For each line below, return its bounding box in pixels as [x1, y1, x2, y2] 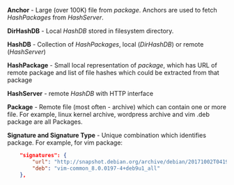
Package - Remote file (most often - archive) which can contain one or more [7, 103, 226, 111]
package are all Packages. [7, 118, 83, 126]
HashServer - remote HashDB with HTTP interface [7, 90, 154, 97]
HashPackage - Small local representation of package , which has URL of [7, 61, 217, 69]
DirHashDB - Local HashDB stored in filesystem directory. [7, 27, 174, 35]
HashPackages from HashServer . [7, 13, 104, 22]
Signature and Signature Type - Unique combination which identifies [7, 131, 207, 139]
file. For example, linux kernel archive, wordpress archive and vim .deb [7, 111, 210, 118]
